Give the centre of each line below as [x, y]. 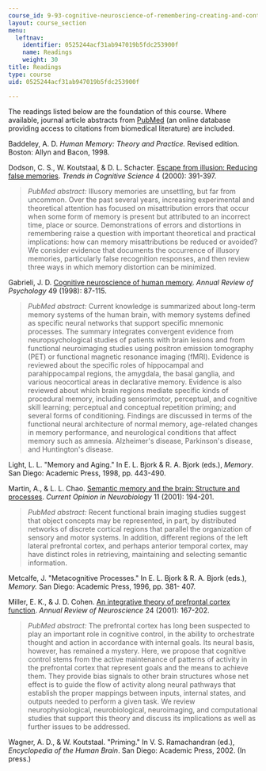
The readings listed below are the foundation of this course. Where [118, 111]
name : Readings [47, 52]
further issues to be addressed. [79, 727]
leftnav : [30, 38]
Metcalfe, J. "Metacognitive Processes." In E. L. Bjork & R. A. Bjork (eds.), [127, 578]
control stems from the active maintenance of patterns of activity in [137, 659]
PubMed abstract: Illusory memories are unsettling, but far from [131, 191]
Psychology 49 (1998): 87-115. [57, 291]
